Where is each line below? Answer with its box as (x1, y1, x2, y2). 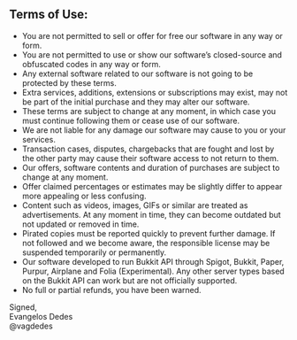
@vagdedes (9, 321, 53, 331)
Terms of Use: (9, 7, 88, 22)
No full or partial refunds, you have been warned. (21, 284, 202, 295)
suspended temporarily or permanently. (21, 247, 167, 258)
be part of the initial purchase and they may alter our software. (21, 97, 250, 107)
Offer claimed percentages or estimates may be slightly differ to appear (21, 181, 283, 191)
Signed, (9, 301, 37, 313)
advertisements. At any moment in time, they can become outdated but (21, 209, 281, 220)
